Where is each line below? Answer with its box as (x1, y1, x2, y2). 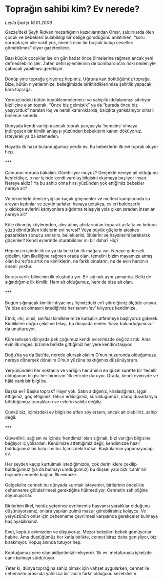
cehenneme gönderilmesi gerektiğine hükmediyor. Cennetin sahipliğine (5, 487, 148, 493)
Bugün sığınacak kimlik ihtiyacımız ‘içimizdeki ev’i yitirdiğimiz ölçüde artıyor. (5, 300, 158, 306)
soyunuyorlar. (5, 492, 33, 498)
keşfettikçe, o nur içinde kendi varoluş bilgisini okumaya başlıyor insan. (5, 175, 148, 181)
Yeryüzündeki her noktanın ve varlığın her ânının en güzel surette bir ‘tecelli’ (5, 367, 158, 373)
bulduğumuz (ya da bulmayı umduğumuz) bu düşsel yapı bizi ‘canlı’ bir (5, 466, 147, 472)
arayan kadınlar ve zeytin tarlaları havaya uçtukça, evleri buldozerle (5, 201, 141, 207)
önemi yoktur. (5, 263, 33, 269)
